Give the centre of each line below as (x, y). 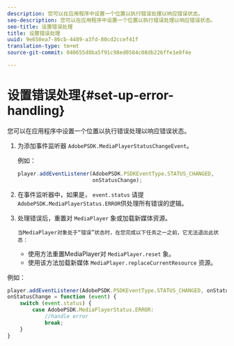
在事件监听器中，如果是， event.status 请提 (80, 194)
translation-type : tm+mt (43, 46)
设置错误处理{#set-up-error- (91, 96)
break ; (54, 323)
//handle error (67, 317)
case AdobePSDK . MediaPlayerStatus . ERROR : (93, 310)
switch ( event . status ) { (56, 303)
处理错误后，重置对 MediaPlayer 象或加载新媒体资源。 (94, 218)
